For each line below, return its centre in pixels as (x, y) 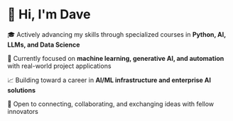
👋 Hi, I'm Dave (49, 15)
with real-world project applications (59, 66)
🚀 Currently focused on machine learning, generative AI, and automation (116, 58)
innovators (23, 111)
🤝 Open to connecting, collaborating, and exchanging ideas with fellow (111, 104)
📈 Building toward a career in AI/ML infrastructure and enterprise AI (109, 80)
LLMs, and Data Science (44, 45)
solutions (21, 90)
